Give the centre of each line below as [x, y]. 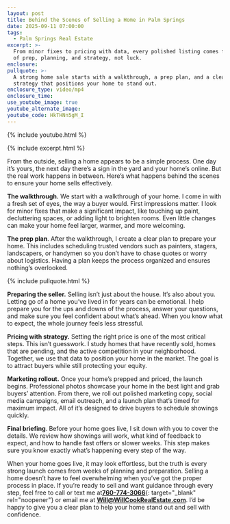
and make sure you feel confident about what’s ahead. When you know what [115, 316]
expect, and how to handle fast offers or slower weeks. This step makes [108, 443]
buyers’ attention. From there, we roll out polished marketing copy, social [110, 393]
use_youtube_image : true [42, 103]
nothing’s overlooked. [38, 267]
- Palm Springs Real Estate [53, 39]
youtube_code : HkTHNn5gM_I [46, 115]
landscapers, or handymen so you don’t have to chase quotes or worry [107, 253]
